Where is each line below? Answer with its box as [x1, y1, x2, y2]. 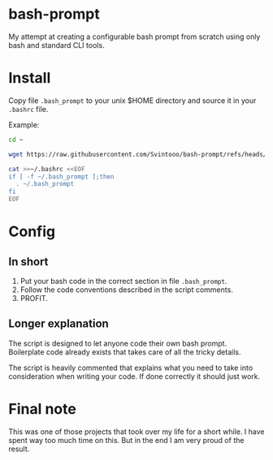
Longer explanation [8, 317, 110, 331]
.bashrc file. [8, 104, 49, 114]
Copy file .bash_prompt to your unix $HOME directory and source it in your [8, 95, 257, 105]
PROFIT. [19, 294, 49, 303]
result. [8, 444, 30, 454]
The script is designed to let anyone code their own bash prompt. [8, 338, 227, 348]
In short [8, 255, 49, 269]
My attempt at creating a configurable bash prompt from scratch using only [8, 32, 261, 41]
